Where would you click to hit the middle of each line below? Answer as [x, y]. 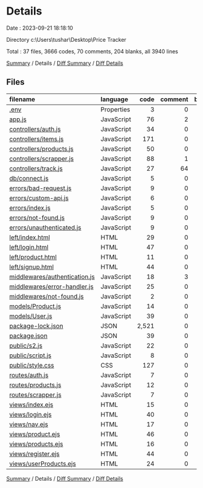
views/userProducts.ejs [43, 463]
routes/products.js [35, 384]
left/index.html [30, 237]
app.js [18, 119]
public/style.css [32, 365]
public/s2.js [26, 345]
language [114, 99]
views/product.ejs [35, 434]
